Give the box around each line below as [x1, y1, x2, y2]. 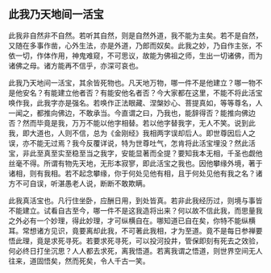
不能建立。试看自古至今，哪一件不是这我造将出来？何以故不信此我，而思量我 [8, 205, 263, 215]
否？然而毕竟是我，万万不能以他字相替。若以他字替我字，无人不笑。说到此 [8, 118, 256, 127]
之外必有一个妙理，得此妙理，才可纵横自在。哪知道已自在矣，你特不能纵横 [8, 216, 256, 225]
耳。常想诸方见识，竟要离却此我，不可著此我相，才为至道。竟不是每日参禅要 [8, 225, 263, 235]
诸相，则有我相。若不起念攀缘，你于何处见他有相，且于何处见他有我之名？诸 [8, 168, 263, 178]
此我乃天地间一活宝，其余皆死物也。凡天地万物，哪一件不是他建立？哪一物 [8, 77, 256, 87]
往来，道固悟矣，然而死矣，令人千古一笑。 [8, 256, 150, 266]
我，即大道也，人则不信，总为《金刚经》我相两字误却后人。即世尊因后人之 [8, 128, 256, 138]
